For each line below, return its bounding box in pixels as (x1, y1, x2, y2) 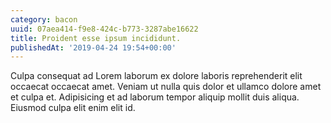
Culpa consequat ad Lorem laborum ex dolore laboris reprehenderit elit (10, 70, 303, 82)
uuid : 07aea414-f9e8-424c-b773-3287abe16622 (10, 24, 199, 34)
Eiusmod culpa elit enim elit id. (10, 102, 136, 114)
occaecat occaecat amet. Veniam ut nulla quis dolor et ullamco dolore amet (10, 81, 322, 93)
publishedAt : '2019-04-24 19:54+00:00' (10, 42, 177, 53)
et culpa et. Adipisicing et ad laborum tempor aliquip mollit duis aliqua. (10, 91, 300, 103)
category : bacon (10, 14, 78, 25)
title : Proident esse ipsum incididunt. (10, 33, 182, 43)
